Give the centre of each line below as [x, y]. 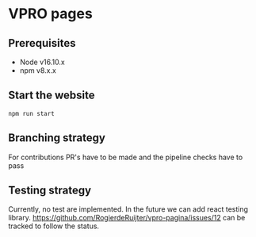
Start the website [52, 96]
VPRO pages [50, 14]
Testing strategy [50, 191]
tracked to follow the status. [54, 226]
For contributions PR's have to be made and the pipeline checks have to [126, 157]
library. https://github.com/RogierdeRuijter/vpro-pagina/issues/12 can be [127, 218]
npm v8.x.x [38, 71]
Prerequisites [42, 43]
